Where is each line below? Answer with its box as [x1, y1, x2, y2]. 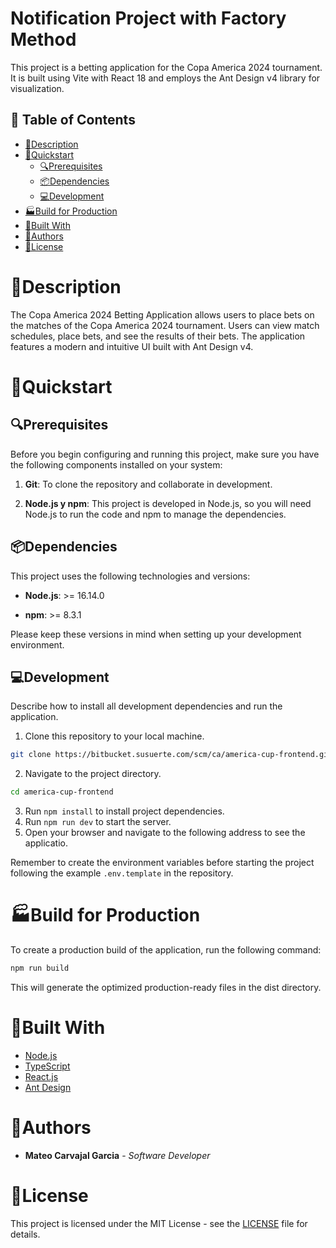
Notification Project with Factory [10, 7, 287, 30]
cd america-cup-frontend [10, 787, 114, 797]
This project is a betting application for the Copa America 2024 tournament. [10, 61, 323, 73]
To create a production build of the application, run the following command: [10, 944, 322, 956]
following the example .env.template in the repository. [10, 867, 234, 879]
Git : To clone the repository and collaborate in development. [24, 478, 273, 490]
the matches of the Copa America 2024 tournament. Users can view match [10, 319, 320, 331]
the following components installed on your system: [10, 458, 223, 471]
